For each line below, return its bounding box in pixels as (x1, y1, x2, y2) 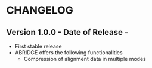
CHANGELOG (6, 4, 73, 17)
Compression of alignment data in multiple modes (23, 56, 146, 62)
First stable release (14, 43, 62, 50)
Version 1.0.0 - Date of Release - (6, 27, 129, 37)
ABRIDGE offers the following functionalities (14, 49, 123, 56)
